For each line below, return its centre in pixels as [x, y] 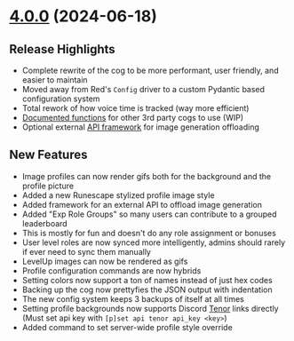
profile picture [48, 186]
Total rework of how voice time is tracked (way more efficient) [135, 108]
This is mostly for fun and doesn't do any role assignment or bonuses [149, 233]
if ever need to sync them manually [86, 251]
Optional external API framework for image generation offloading [141, 127]
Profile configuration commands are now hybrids [111, 270]
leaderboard [45, 223]
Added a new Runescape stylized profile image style [118, 195]
